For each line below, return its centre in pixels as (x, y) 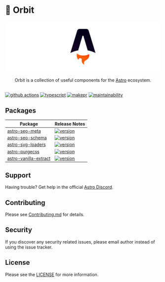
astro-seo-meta (24, 131)
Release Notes (70, 124)
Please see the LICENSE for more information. (52, 274)
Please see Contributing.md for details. (45, 214)
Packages (21, 110)
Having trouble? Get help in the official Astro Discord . (59, 187)
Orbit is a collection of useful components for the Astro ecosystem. (83, 80)
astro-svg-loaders (26, 144)
